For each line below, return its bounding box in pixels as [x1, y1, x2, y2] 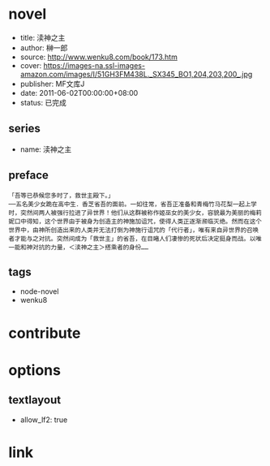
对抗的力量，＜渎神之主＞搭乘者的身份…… [32, 243, 148, 252]
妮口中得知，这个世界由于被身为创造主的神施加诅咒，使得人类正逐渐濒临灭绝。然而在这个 [8, 217, 262, 226]
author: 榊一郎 [19, 42, 68, 53]
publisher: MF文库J [19, 79, 85, 88]
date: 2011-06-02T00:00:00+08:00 [19, 88, 139, 97]
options [8, 360, 61, 379]
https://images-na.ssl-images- [43, 60, 146, 70]
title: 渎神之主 [19, 32, 66, 42]
